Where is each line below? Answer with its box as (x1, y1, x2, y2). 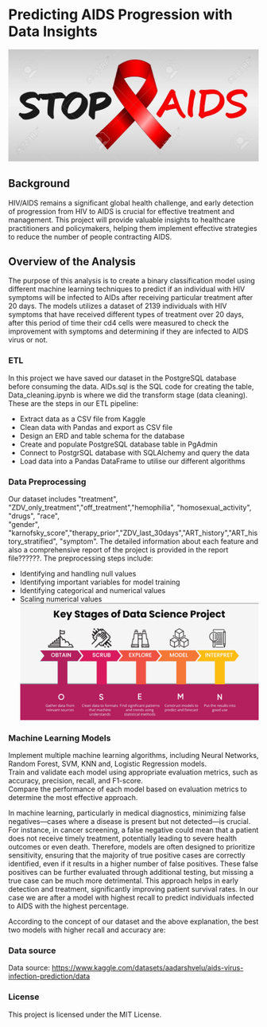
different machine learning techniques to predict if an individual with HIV (8, 284, 246, 294)
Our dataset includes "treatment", (8, 494, 118, 504)
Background (8, 177, 70, 190)
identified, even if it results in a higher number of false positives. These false (8, 859, 258, 869)
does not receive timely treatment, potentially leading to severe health (8, 834, 237, 843)
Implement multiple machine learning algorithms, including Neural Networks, (8, 751, 259, 760)
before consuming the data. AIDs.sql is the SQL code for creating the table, (8, 381, 254, 391)
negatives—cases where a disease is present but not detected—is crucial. (8, 817, 251, 826)
